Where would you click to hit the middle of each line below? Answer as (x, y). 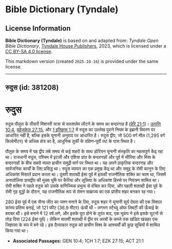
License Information (38, 28)
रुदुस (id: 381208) (32, 88)
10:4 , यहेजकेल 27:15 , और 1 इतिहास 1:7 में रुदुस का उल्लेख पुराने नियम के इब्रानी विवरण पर (80, 130)
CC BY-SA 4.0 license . (29, 51)
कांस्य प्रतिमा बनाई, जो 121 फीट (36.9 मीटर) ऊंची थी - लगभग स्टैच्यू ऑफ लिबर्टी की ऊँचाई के (82, 208)
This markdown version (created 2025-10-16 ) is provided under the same (82, 61)
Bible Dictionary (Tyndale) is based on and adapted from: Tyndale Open (82, 40)
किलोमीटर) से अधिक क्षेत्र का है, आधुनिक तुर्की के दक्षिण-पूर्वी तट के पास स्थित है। (70, 141)
